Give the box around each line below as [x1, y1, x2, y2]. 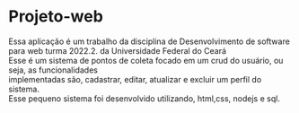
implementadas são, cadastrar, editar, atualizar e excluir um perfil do [8, 74, 262, 84]
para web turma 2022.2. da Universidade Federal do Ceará [8, 45, 226, 56]
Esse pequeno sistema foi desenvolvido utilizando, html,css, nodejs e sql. [8, 92, 280, 104]
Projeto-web [8, 6, 104, 27]
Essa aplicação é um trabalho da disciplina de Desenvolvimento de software [8, 36, 291, 47]
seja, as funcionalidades [8, 65, 98, 75]
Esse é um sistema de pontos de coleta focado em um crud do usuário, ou [8, 55, 284, 65]
